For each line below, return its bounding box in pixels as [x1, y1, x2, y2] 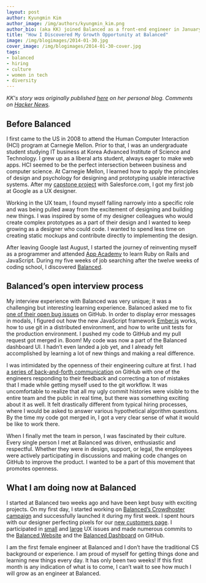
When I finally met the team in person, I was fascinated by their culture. [6, 432, 186, 439]
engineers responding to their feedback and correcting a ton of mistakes [6, 374, 190, 381]
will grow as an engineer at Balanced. [6, 569, 101, 577]
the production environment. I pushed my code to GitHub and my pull [6, 330, 181, 337]
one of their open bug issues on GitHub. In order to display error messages [6, 310, 196, 318]
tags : [6, 49, 20, 55]
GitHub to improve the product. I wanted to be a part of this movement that [6, 458, 195, 466]
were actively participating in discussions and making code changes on [6, 452, 187, 459]
